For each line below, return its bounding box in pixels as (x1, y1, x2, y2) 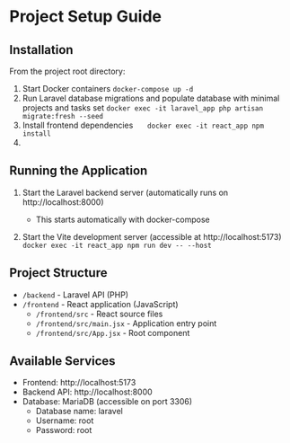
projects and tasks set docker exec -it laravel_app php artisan (22, 102, 263, 113)
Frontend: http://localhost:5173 (22, 377, 136, 388)
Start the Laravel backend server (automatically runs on (22, 187, 229, 198)
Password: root (35, 425, 92, 436)
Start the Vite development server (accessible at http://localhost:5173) (22, 231, 282, 242)
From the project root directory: (9, 66, 126, 76)
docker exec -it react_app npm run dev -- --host (22, 241, 213, 250)
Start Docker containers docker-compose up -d (22, 84, 194, 93)
